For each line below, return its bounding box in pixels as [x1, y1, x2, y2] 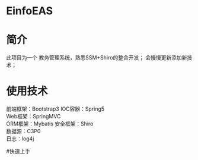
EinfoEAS [6, 4, 53, 18]
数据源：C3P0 [6, 128, 41, 135]
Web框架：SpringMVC [6, 113, 61, 120]
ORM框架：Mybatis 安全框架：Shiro [6, 120, 94, 127]
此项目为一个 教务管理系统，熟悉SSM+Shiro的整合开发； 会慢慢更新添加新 [6, 54, 187, 61]
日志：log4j [6, 135, 34, 142]
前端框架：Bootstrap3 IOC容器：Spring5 [6, 105, 105, 112]
